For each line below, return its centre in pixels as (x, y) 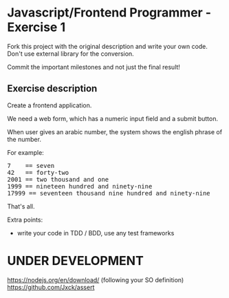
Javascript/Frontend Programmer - (109, 13)
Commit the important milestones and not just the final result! (94, 67)
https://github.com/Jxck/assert (51, 287)
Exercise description (52, 88)
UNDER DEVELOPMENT (76, 260)
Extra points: (25, 220)
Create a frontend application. (50, 105)
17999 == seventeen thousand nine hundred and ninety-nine (109, 193)
